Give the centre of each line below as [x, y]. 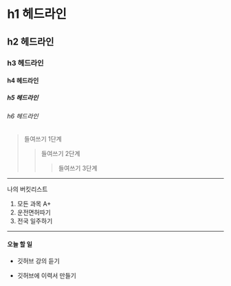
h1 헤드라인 [37, 14]
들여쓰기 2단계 [60, 153]
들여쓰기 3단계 [78, 168]
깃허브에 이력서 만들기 [47, 275]
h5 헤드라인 [23, 98]
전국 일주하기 [35, 221]
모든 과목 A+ [34, 203]
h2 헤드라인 [31, 42]
